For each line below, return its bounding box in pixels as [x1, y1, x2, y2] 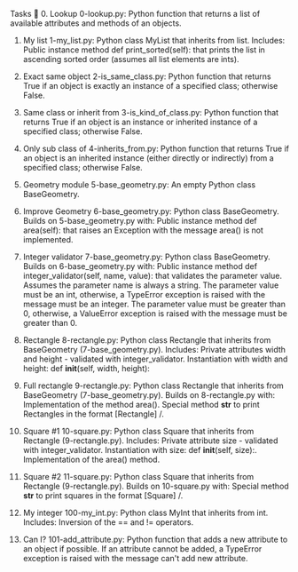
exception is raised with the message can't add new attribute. [22, 553, 248, 563]
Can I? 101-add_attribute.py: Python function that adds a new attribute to [22, 534, 288, 544]
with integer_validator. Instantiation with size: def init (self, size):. [22, 445, 257, 455]
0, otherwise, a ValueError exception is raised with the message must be [22, 308, 287, 319]
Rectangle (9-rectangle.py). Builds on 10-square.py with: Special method [22, 481, 289, 491]
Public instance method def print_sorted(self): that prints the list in [22, 44, 265, 55]
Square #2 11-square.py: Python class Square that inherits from [22, 472, 255, 481]
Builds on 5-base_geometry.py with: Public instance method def [22, 216, 258, 226]
